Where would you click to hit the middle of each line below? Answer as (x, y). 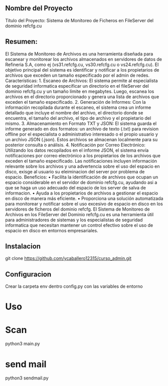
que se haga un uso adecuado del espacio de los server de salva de (76, 187)
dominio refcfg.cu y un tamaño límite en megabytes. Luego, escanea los (80, 91)
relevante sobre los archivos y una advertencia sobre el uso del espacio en (82, 166)
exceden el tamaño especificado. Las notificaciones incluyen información (81, 161)
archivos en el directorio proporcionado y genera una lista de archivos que (82, 96)
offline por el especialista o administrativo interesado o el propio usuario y (81, 134)
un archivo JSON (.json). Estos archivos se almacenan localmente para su (81, 139)
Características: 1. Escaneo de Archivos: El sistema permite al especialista (81, 81)
